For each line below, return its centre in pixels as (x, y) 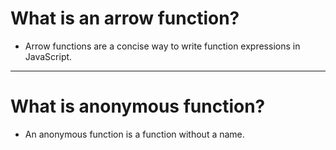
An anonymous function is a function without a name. (134, 134)
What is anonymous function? (138, 106)
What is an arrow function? (125, 18)
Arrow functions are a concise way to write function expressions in (162, 46)
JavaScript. (48, 56)
